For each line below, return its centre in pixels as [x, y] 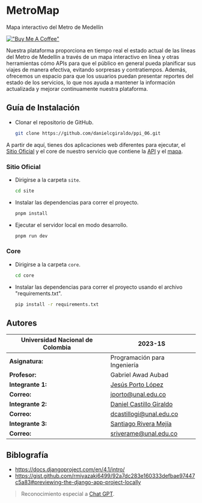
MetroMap [33, 11]
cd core [24, 275]
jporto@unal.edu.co [138, 395]
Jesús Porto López [137, 384]
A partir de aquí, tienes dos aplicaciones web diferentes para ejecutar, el [96, 144]
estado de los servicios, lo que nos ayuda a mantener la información [91, 82]
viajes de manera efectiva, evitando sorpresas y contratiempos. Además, [97, 69]
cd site [24, 191]
